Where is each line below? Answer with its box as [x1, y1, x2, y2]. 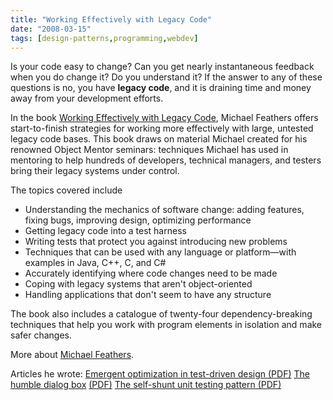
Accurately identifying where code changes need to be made [24, 267, 278, 280]
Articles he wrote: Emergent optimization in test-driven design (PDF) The [10, 368, 310, 380]
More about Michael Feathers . [10, 349, 135, 361]
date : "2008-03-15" [10, 24, 92, 34]
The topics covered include [10, 184, 123, 196]
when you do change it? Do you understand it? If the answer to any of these [10, 71, 323, 83]
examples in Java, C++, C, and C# [24, 257, 167, 269]
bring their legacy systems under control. [10, 165, 180, 177]
